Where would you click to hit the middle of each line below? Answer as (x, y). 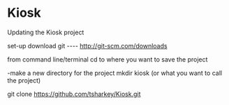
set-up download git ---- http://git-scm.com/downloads (87, 45)
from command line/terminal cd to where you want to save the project (108, 59)
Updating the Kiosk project (46, 32)
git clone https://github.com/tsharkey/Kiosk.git (74, 94)
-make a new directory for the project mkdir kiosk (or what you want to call (114, 73)
